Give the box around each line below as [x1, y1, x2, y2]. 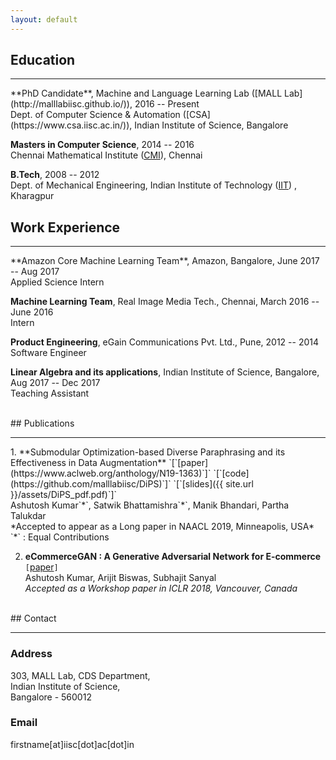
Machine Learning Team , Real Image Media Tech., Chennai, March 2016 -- [10, 296, 320, 308]
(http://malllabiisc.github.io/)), [10, 98, 133, 110]
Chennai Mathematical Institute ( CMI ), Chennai [10, 149, 203, 161]
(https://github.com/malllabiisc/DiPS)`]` [10, 478, 172, 490]
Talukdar [10, 510, 47, 522]
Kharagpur [10, 190, 55, 202]
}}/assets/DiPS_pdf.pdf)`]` [10, 489, 118, 501]
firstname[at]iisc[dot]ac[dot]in [10, 738, 135, 750]
